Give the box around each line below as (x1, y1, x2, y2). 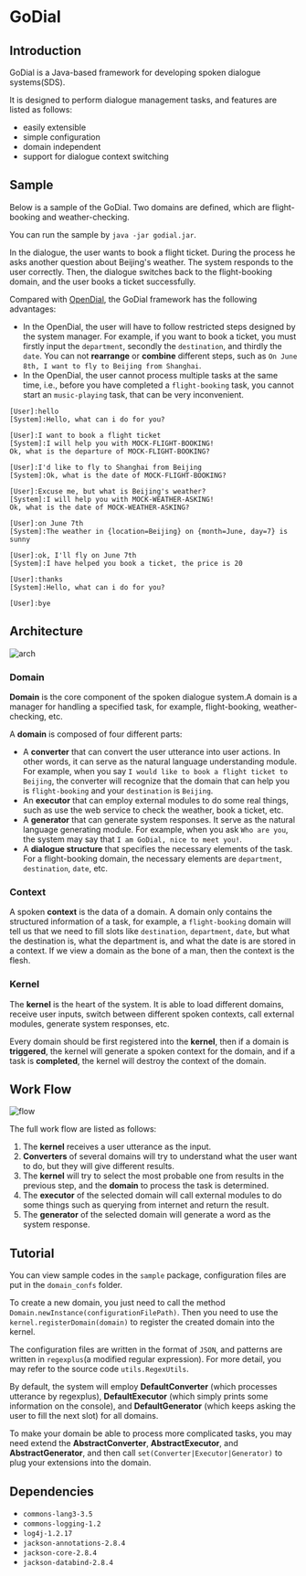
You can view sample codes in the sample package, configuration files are (9, 1270, 287, 1281)
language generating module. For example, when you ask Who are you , (22, 824, 289, 835)
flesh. (9, 955, 31, 966)
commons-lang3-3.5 (22, 1509, 93, 1518)
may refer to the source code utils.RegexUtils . (9, 1364, 189, 1375)
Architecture (9, 623, 84, 639)
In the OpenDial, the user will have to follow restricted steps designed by (22, 321, 296, 332)
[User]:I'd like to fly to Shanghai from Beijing (9, 463, 203, 472)
